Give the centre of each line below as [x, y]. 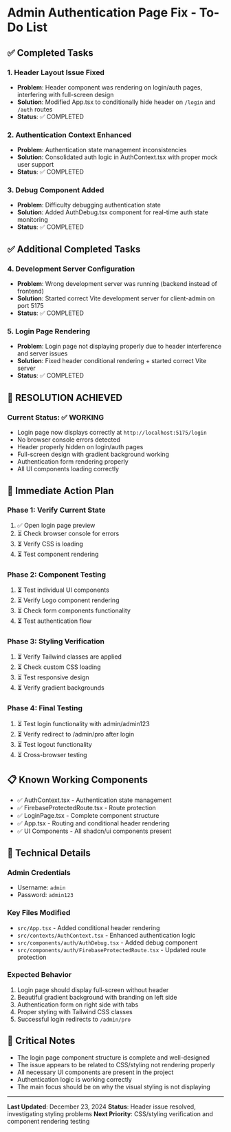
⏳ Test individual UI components [63, 590]
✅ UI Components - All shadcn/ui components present [94, 831]
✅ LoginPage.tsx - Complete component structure [88, 815]
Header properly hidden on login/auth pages [80, 447]
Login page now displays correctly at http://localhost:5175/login [112, 433]
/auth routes [35, 109]
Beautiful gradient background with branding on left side [97, 997]
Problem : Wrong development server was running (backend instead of [117, 284]
